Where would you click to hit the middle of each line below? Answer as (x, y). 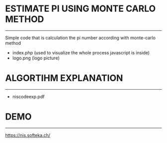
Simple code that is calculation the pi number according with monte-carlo (80, 37)
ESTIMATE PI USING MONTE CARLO (81, 9)
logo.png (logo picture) (36, 58)
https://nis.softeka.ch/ (28, 135)
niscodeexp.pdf (28, 96)
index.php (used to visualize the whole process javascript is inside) (81, 52)
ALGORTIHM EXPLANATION (64, 78)
